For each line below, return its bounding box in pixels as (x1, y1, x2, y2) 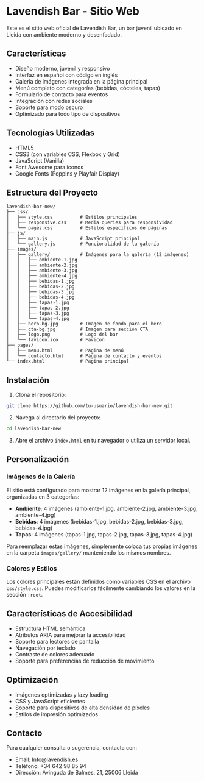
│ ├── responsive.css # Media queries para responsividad (6, 219, 173, 226)
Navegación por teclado (15, 644, 76, 652)
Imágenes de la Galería (6, 472, 76, 481)
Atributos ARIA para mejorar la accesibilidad (15, 631, 126, 638)
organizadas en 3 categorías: (6, 492, 80, 500)
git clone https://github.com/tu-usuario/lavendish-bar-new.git (6, 403, 173, 409)
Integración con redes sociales (15, 97, 93, 104)
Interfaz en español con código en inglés (15, 71, 118, 79)
